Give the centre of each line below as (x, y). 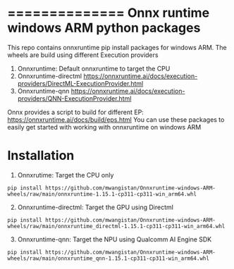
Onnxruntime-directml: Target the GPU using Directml (96, 207)
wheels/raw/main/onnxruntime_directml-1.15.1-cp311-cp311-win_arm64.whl (116, 226)
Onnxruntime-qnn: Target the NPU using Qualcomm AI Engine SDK (115, 239)
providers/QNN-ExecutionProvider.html (74, 98)
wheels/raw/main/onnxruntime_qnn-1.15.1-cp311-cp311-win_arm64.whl (109, 258)
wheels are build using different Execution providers (83, 55)
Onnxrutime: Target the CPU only (66, 175)
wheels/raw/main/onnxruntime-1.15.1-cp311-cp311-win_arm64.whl (102, 194)
